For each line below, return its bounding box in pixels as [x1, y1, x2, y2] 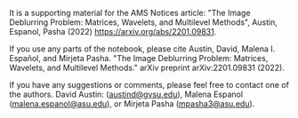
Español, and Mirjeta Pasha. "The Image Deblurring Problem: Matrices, [9, 53, 269, 63]
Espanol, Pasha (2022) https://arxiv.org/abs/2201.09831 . [9, 27, 217, 36]
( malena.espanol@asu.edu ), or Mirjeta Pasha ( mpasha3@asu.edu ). [9, 98, 255, 109]
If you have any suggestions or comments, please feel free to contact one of [9, 80, 289, 90]
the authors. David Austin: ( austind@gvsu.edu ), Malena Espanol [9, 89, 243, 99]
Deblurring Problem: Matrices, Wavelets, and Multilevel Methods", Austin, [9, 17, 278, 28]
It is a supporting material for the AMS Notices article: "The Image [9, 8, 251, 18]
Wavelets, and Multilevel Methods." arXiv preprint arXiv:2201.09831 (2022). [9, 62, 285, 73]
